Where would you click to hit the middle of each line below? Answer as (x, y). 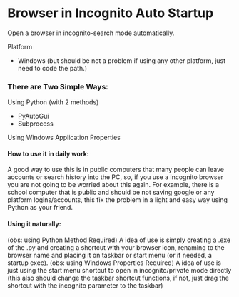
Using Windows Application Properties (64, 138)
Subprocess (35, 124)
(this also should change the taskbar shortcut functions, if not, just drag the (118, 278)
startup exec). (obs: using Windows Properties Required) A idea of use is (114, 263)
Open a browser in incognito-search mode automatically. (91, 33)
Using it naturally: (35, 224)
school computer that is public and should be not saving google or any (111, 192)
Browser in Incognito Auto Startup (111, 13)
